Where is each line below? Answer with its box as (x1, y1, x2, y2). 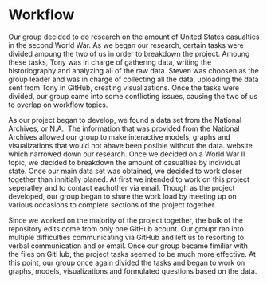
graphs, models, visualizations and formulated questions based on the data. (8, 266, 257, 276)
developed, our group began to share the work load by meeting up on (8, 191, 237, 201)
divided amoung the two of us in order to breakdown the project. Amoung (8, 49, 250, 58)
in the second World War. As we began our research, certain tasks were (8, 40, 245, 49)
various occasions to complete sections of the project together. (8, 199, 217, 209)
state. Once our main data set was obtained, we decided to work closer (8, 166, 243, 176)
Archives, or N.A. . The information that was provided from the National (8, 124, 240, 133)
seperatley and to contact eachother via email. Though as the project (8, 183, 235, 192)
